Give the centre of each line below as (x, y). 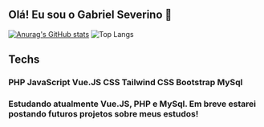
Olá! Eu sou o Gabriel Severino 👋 (90, 15)
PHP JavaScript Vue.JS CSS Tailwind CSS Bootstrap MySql (126, 83)
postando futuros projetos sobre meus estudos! (104, 114)
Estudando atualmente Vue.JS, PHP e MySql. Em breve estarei (132, 104)
